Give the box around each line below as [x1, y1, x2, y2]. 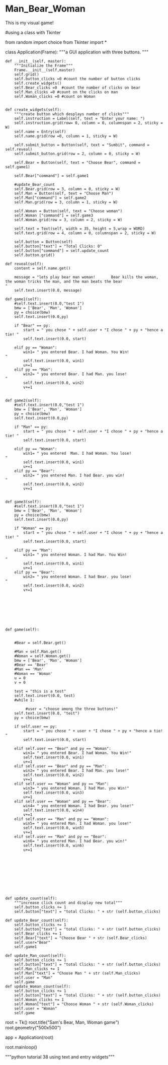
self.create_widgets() [14, 81, 62, 86]
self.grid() [14, 72, 39, 77]
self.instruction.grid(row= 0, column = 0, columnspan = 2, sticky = [14, 120, 163, 125]
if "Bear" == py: [14, 323, 51, 328]
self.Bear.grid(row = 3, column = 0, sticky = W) [14, 186, 121, 191]
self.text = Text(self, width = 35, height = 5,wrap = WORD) [14, 226, 145, 231]
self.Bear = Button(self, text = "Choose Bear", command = [14, 160, 141, 165]
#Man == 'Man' [14, 667, 44, 672]
